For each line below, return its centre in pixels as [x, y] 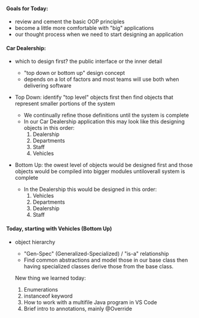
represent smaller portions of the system [65, 104]
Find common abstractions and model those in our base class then [106, 260]
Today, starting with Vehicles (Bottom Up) [59, 228]
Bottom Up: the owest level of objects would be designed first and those [104, 165]
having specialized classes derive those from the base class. [99, 266]
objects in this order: [49, 128]
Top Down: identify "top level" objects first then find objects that [94, 97]
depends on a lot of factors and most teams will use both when [101, 79]
